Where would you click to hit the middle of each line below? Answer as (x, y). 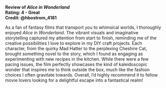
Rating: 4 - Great (23, 12)
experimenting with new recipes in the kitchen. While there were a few (77, 59)
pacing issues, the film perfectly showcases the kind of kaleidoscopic (76, 64)
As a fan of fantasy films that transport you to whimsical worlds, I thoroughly (83, 27)
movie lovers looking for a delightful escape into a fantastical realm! (74, 80)
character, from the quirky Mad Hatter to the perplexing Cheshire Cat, (76, 48)
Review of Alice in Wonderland (38, 7)
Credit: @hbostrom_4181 (31, 18)
